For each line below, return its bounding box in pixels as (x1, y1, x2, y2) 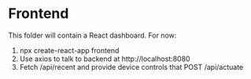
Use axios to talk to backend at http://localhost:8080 (19, 54, 190, 63)
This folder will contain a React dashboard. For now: (8, 31, 177, 40)
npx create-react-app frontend (19, 45, 120, 55)
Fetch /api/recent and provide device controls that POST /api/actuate (19, 62, 244, 71)
